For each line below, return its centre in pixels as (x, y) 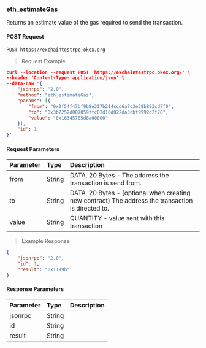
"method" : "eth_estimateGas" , (56, 95)
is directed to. (89, 209)
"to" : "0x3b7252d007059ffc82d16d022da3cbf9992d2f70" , (98, 112)
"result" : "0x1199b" (44, 269)
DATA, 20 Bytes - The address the (119, 176)
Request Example (43, 61)
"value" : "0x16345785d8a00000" (68, 118)
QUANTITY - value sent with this (117, 218)
